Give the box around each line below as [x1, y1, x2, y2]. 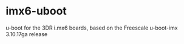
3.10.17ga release [5, 30, 48, 37]
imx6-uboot [5, 4, 67, 18]
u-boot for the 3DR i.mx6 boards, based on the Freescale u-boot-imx [5, 24, 178, 31]
